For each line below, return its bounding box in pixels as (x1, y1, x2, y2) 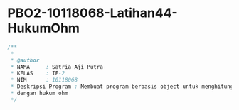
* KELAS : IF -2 (10, 70, 65, 77)
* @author (10, 57, 40, 64)
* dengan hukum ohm (10, 90, 69, 97)
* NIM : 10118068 (10, 77, 78, 84)
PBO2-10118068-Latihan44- (7, 5, 178, 21)
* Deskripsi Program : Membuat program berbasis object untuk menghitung (10, 83, 234, 90)
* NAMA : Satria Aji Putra (10, 63, 103, 70)
